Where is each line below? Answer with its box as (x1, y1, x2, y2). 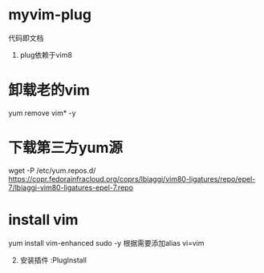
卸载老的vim (8, 82, 90, 99)
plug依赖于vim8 (19, 50, 72, 59)
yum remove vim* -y (8, 108, 76, 118)
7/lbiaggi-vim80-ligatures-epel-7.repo (8, 183, 134, 192)
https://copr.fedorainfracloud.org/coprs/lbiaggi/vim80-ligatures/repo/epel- (8, 174, 256, 183)
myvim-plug (8, 6, 92, 24)
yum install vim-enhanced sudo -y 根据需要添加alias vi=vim (8, 238, 205, 247)
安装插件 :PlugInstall (19, 255, 87, 265)
